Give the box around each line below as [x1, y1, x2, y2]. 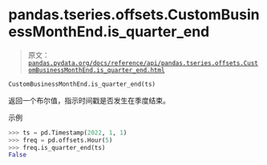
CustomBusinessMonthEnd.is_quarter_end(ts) [8, 80, 156, 88]
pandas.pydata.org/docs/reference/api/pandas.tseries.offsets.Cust [27, 58, 258, 67]
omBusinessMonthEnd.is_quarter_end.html [27, 66, 165, 74]
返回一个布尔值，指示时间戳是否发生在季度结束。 [8, 95, 170, 105]
